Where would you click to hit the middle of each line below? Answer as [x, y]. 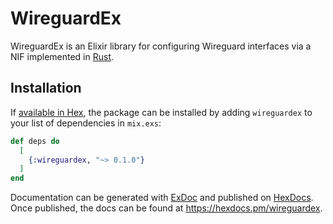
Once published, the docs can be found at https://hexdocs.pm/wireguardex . [166, 208]
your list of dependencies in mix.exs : [86, 123]
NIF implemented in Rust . [62, 56]
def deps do [35, 141]
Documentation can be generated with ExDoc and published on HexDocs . [162, 198]
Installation [46, 88]
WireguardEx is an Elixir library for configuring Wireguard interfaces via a [161, 46]
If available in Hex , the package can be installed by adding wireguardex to [161, 112]
